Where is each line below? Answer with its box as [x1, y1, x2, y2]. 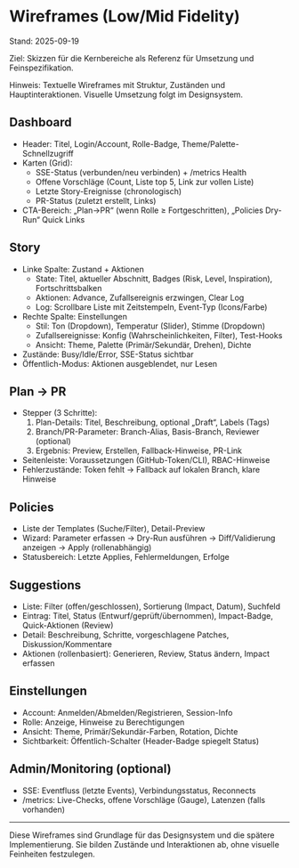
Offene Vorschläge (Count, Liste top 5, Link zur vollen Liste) [35, 176, 255, 187]
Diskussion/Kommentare [21, 639, 113, 649]
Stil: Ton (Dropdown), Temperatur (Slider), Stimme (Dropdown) [35, 320, 265, 331]
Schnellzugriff [21, 148, 74, 158]
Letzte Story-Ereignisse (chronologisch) [35, 185, 182, 197]
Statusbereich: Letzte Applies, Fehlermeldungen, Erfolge [21, 552, 230, 563]
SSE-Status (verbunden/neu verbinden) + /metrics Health [35, 166, 247, 177]
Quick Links [41, 214, 85, 224]
